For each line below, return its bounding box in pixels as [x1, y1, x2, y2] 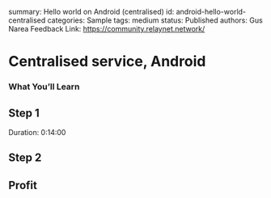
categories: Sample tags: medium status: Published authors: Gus [47, 15, 263, 25]
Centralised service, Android [8, 53, 206, 71]
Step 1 [8, 106, 40, 120]
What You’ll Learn [8, 81, 80, 92]
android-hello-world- [176, 7, 247, 16]
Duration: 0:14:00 [8, 127, 66, 137]
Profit [8, 178, 38, 192]
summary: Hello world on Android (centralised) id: [8, 7, 175, 16]
